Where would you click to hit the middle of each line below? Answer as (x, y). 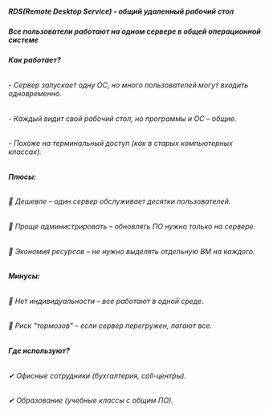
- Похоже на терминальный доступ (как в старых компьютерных (120, 144)
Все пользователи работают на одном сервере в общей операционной (134, 31)
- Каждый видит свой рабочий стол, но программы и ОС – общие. (122, 118)
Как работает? (35, 60)
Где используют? (39, 351)
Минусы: (24, 276)
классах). (25, 152)
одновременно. (35, 93)
